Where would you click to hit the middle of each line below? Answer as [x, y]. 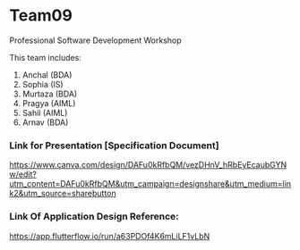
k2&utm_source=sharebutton [63, 194]
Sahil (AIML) [45, 112]
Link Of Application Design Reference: [94, 217]
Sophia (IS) [43, 84]
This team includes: [46, 57]
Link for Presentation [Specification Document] [114, 146]
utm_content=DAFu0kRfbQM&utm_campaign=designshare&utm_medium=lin [150, 184]
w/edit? [23, 174]
